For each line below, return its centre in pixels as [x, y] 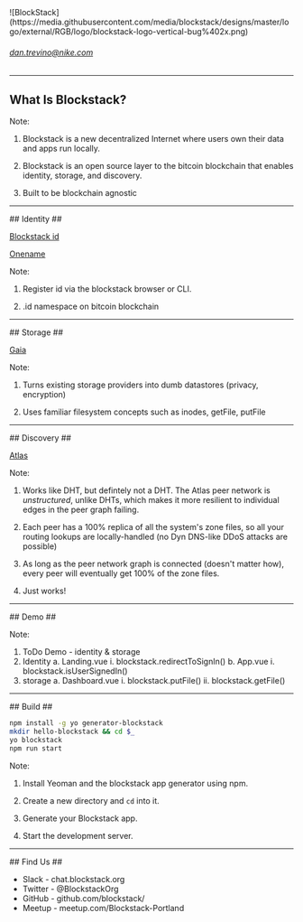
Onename [28, 254]
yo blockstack [36, 740]
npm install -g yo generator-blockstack [87, 723]
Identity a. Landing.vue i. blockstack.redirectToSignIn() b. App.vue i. [148, 662]
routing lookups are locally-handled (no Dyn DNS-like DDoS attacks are [155, 537]
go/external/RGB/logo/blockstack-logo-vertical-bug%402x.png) [129, 32]
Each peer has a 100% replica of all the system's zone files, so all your [153, 527]
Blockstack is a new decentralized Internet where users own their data [153, 139]
